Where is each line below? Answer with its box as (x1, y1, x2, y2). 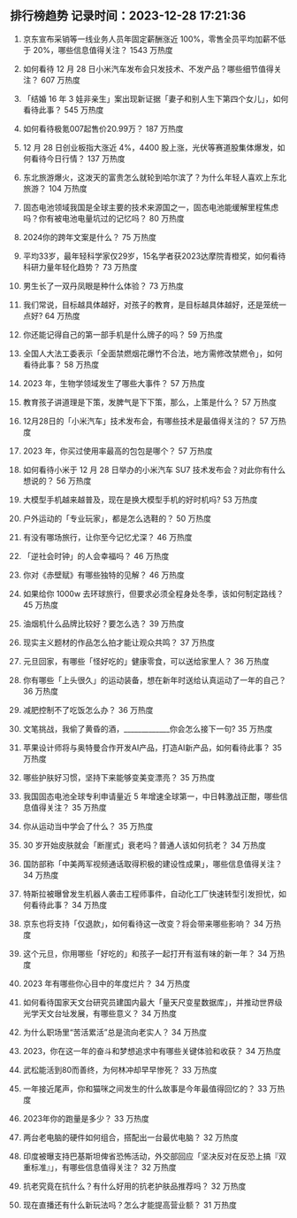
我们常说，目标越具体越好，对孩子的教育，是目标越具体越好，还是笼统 (22, 299, 279, 310)
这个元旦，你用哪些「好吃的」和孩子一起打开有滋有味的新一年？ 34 (22, 948, 268, 958)
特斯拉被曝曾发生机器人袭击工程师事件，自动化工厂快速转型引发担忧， (22, 888, 279, 899)
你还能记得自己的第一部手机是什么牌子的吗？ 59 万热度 (22, 329, 224, 339)
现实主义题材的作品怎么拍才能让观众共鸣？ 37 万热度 (22, 637, 216, 648)
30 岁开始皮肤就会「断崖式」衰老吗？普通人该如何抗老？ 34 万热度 (22, 840, 266, 850)
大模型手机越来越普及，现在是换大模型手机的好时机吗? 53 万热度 (22, 494, 258, 505)
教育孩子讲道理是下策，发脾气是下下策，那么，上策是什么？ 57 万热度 (22, 397, 277, 407)
